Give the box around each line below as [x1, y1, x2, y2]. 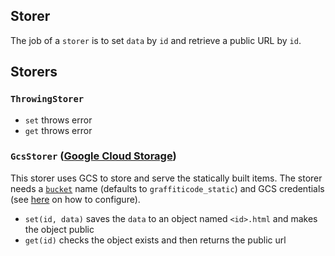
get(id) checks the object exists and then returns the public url [24, 234, 287, 246]
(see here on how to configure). [10, 193, 141, 205]
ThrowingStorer [10, 94, 85, 105]
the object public [24, 223, 95, 235]
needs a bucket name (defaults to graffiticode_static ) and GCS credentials [10, 182, 325, 194]
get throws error [24, 124, 93, 136]
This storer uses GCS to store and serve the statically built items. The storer [10, 172, 323, 184]
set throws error [24, 114, 93, 126]
